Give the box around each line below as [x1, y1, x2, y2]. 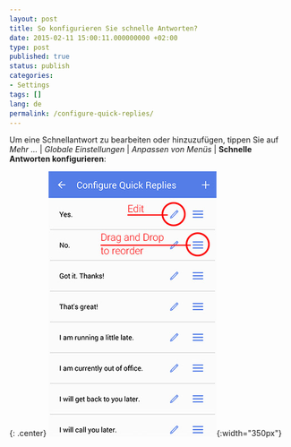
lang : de [9, 99, 42, 108]
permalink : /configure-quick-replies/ [9, 108, 154, 118]
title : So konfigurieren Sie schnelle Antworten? [9, 23, 199, 33]
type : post [9, 43, 50, 52]
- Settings [9, 81, 50, 90]
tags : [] [9, 90, 42, 99]
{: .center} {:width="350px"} [9, 428, 282, 439]
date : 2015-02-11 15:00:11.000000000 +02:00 [9, 33, 178, 42]
